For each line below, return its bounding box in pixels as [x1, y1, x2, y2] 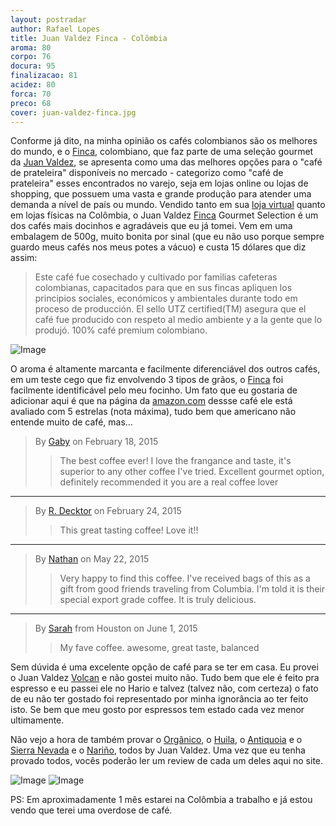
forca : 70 [10, 89, 52, 99]
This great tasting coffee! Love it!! [59, 524, 199, 536]
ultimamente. [10, 714, 65, 726]
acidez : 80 [10, 80, 56, 90]
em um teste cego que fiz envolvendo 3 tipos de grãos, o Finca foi [10, 374, 284, 386]
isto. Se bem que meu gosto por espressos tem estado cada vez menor [10, 704, 305, 716]
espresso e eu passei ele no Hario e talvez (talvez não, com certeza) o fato [10, 682, 319, 695]
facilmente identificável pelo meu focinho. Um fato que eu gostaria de [10, 384, 298, 396]
